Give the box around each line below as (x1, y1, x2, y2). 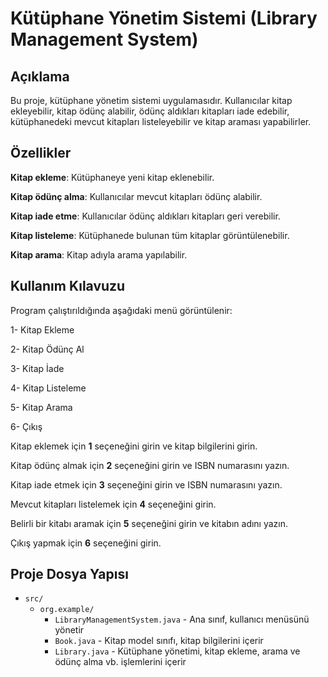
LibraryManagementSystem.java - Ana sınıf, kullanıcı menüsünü (54, 613, 310, 626)
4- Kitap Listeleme (10, 382, 87, 394)
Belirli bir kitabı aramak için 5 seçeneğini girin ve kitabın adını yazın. (10, 517, 289, 529)
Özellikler (10, 145, 72, 162)
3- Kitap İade (10, 362, 65, 374)
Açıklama (10, 68, 70, 85)
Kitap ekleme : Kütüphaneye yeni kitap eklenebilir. (10, 171, 215, 183)
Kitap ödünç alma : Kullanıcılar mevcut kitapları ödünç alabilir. (10, 190, 263, 202)
